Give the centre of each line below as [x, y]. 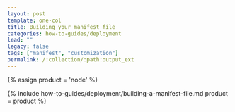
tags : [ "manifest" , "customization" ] [63, 54]
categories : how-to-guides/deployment [64, 33]
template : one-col [34, 20]
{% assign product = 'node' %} [53, 80]
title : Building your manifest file [61, 27]
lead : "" [20, 40]
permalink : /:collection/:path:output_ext [71, 60]
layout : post [27, 14]
